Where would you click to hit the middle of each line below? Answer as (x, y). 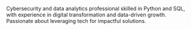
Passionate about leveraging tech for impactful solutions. (76, 21)
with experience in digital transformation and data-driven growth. (86, 15)
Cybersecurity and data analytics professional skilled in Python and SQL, (96, 9)
